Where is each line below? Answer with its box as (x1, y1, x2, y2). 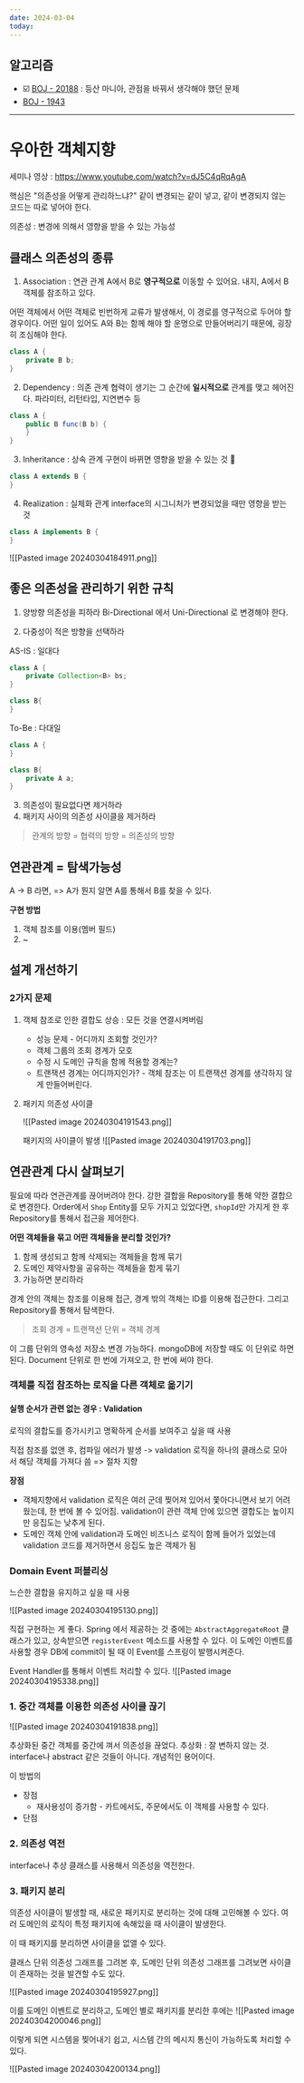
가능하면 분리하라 (22, 1273, 84, 1284)
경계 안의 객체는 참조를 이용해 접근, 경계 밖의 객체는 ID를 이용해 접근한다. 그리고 (9, 1293, 290, 1304)
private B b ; (25, 355, 75, 365)
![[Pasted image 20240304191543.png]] (22, 1116, 172, 1127)
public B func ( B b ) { (25, 419, 107, 429)
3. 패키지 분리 (9, 1884, 66, 1897)
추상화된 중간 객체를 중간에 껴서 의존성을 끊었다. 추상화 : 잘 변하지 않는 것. (9, 1740, 270, 1751)
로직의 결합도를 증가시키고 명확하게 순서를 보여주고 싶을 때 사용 (9, 1425, 233, 1436)
